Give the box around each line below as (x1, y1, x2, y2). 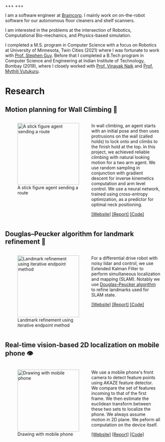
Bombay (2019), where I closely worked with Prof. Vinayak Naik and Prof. (5, 63, 153, 69)
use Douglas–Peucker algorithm (91, 281, 156, 287)
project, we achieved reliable (91, 149, 150, 155)
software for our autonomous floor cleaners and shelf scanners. (5, 18, 135, 23)
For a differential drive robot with (91, 255, 158, 261)
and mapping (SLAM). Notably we (91, 276, 160, 282)
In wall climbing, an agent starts (91, 123, 156, 129)
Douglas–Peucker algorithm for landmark (5, 230, 134, 238)
